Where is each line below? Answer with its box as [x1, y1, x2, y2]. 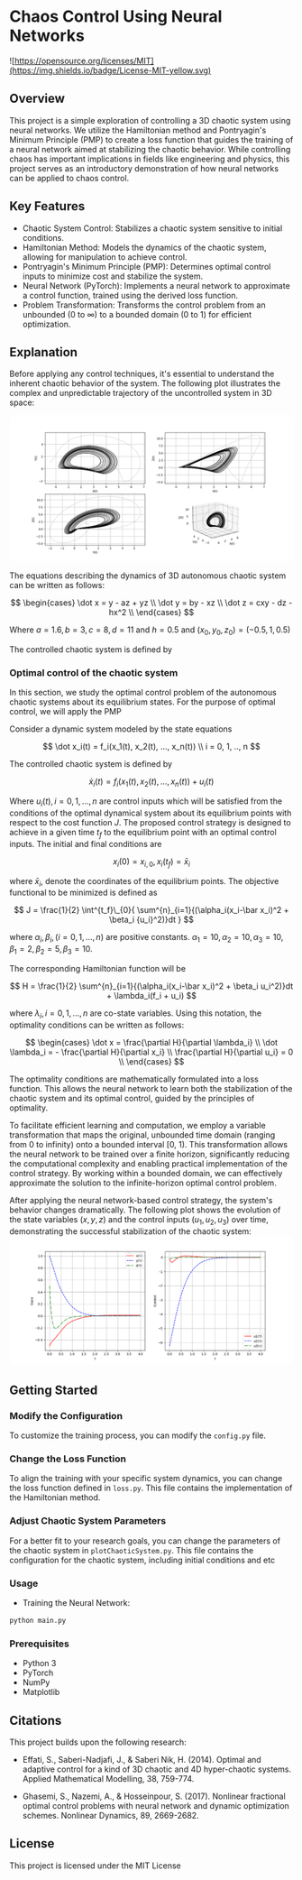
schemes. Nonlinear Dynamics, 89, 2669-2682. [22, 1810, 200, 1820]
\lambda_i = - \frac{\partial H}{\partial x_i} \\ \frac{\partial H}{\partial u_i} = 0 [9, 1046, 294, 1057]
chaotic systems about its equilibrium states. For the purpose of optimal [9, 696, 277, 707]
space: [9, 397, 35, 408]
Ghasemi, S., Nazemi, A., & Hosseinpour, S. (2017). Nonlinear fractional [22, 1791, 286, 1802]
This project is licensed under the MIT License [9, 1860, 182, 1871]
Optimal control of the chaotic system [9, 666, 178, 678]
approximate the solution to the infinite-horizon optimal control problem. [9, 1177, 277, 1188]
